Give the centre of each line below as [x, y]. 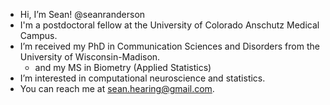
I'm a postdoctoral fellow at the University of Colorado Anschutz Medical [169, 25]
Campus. [38, 35]
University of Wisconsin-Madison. [90, 57]
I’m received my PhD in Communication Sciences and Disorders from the [169, 46]
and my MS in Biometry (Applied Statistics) [123, 67]
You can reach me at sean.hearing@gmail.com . [117, 88]
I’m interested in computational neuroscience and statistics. [142, 78]
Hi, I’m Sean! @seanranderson [82, 14]
